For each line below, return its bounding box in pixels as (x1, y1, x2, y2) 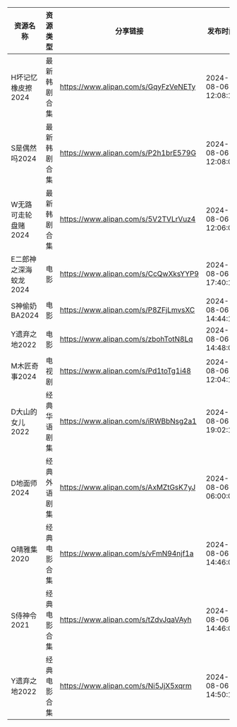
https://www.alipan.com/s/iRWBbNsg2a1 (59, 416, 197, 426)
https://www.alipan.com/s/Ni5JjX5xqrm (59, 681, 192, 690)
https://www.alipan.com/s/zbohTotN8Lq (59, 335, 193, 344)
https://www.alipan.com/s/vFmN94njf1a (59, 548, 194, 558)
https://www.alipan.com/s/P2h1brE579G (59, 148, 196, 157)
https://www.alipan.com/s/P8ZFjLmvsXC (59, 305, 195, 315)
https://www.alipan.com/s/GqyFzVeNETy (59, 82, 196, 91)
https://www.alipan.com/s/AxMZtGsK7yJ (59, 483, 196, 492)
